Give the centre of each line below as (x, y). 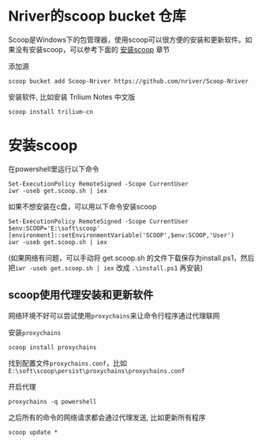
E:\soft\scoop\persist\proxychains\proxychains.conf (97, 371)
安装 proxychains (35, 332)
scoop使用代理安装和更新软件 (81, 295)
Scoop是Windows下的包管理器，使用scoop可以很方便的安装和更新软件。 (127, 40)
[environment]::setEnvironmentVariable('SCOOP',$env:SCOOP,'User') (122, 235)
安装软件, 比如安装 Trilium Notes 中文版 (72, 96)
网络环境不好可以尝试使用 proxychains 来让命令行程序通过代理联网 (114, 315)
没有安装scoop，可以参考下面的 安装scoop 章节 (92, 49)
